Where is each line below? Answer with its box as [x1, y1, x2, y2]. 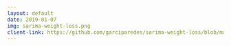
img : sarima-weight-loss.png [7, 22, 91, 29]
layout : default [7, 9, 54, 17]
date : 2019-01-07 [7, 16, 57, 23]
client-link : [7, 28, 45, 36]
